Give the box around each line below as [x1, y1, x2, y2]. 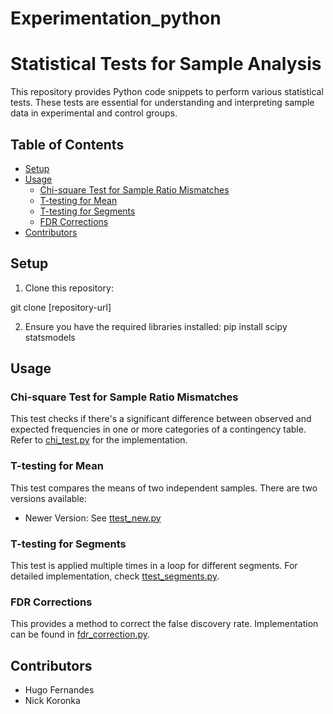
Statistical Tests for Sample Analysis [10, 53, 322, 76]
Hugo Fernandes [24, 684, 95, 696]
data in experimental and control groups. [10, 107, 178, 119]
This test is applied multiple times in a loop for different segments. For [10, 560, 298, 572]
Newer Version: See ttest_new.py [24, 512, 162, 524]
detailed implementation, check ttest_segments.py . [10, 570, 220, 582]
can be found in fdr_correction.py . [10, 628, 151, 641]
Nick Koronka [24, 695, 81, 707]
